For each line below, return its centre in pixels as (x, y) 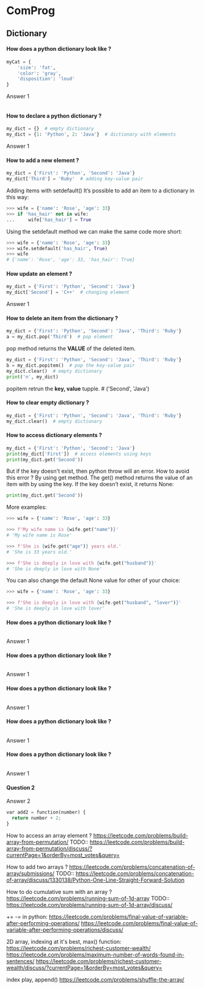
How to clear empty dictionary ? (48, 403)
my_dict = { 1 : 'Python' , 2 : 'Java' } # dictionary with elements (91, 135)
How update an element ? (39, 273)
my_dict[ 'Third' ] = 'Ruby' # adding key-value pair (75, 179)
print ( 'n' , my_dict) (33, 377)
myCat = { (19, 62)
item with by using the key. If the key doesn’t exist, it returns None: (90, 484)
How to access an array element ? (49, 835)
